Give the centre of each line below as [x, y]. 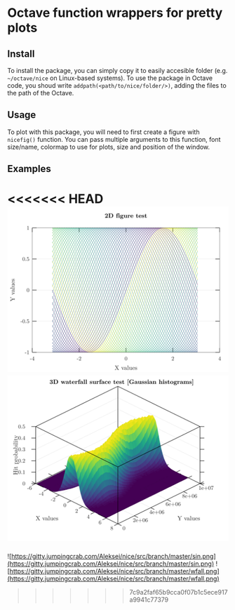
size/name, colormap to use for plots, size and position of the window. [109, 147]
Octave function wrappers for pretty [115, 13]
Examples [29, 169]
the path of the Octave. [41, 93]
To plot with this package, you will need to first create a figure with [103, 132]
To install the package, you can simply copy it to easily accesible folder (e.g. [117, 71]
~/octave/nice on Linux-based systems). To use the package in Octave [110, 78]
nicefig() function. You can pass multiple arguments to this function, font [114, 139]
